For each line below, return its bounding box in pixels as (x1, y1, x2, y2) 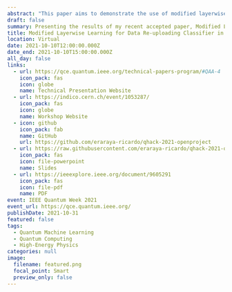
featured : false (7, 216, 54, 223)
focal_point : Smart (13, 267, 70, 274)
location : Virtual (7, 36, 60, 43)
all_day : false (7, 55, 51, 62)
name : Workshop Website (19, 113, 88, 120)
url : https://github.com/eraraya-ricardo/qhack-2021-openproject (19, 139, 212, 146)
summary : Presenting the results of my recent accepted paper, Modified (7, 23, 221, 30)
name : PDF (19, 190, 48, 197)
